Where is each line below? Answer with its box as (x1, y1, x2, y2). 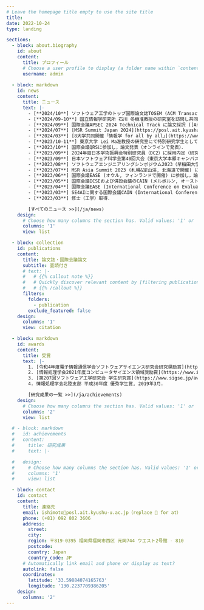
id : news (17, 88, 39, 94)
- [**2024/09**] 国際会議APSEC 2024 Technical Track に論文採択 (28, 122, 186, 128)
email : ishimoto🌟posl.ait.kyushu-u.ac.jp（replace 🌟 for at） (22, 509, 182, 516)
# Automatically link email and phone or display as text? (22, 560, 175, 566)
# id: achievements (12, 431, 67, 437)
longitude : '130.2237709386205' (28, 583, 110, 589)
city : (28, 532, 42, 538)
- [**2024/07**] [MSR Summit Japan (28, 127, 118, 134)
